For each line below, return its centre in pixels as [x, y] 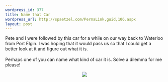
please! [13, 65]
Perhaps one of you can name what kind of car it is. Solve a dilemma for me [84, 60]
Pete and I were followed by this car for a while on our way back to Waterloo [84, 38]
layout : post [19, 24]
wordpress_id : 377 [24, 10]
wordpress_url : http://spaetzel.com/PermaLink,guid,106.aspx [71, 19]
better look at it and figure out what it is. [47, 49]
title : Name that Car [28, 15]
